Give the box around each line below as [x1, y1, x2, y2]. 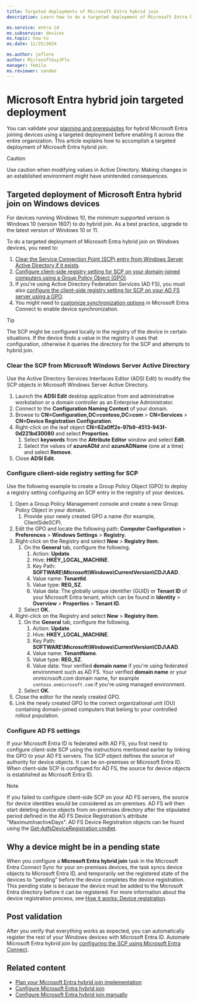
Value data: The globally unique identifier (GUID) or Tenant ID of [32, 587, 188, 594]
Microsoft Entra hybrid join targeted [6, 93, 184, 106]
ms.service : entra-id [6, 25, 60, 30]
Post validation [6, 912, 63, 922]
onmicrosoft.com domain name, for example [32, 675, 140, 682]
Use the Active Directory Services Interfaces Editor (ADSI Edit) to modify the [6, 375, 191, 382]
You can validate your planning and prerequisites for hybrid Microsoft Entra [6, 125, 188, 132]
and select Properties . [55, 430, 110, 437]
